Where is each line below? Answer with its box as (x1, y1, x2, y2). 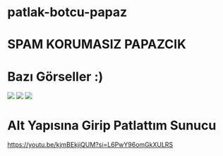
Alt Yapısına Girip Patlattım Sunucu (7, 117, 217, 134)
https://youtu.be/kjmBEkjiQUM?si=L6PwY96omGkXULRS (7, 141, 174, 149)
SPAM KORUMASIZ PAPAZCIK (7, 37, 187, 53)
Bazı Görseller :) (7, 68, 104, 84)
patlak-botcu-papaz (7, 4, 128, 20)
